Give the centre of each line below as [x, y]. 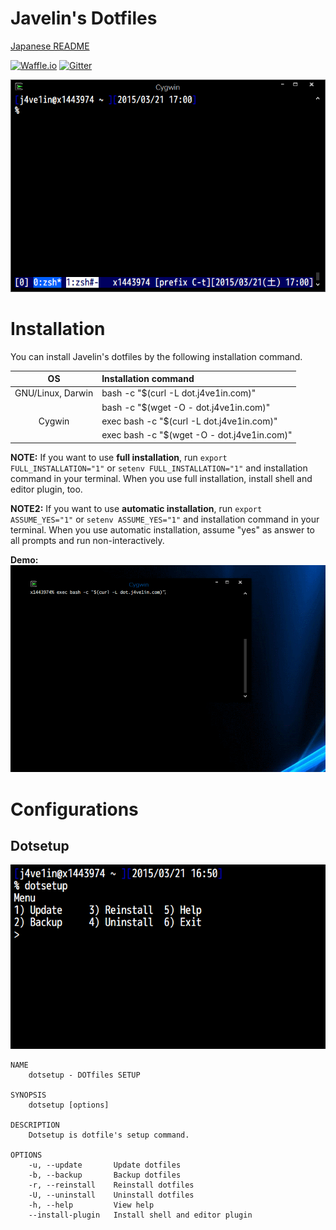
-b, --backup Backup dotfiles [105, 1175]
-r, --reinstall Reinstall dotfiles [111, 1185]
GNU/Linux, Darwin [54, 393]
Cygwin [54, 421]
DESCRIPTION [35, 1125]
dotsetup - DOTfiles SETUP [84, 1075]
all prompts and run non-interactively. [87, 540]
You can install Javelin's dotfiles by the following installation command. [156, 356]
